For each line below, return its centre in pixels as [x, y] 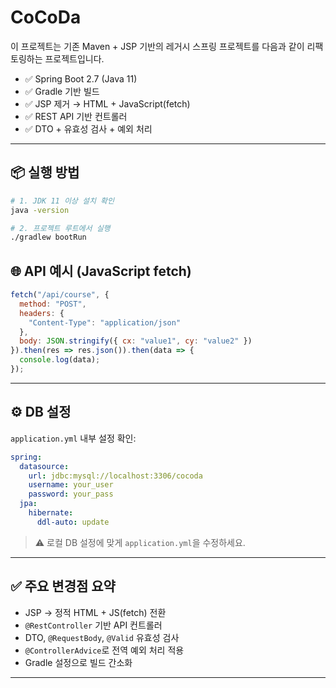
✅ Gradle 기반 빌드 [62, 91]
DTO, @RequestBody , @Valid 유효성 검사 [102, 637]
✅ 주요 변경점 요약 [63, 586]
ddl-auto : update [73, 522]
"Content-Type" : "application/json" [105, 322]
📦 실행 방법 [45, 172]
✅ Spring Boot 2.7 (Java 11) [81, 78]
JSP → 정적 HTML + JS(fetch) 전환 [95, 612]
